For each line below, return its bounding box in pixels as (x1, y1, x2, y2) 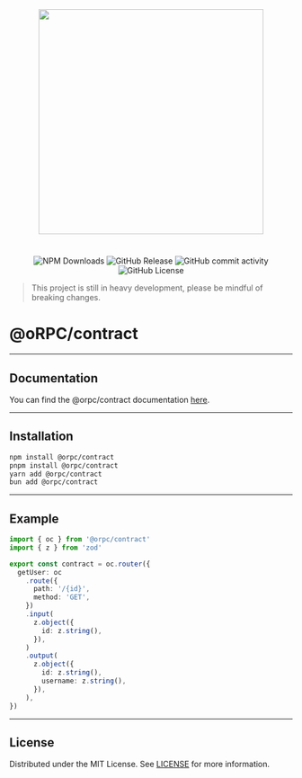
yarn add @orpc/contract (9, 469, 102, 478)
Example (9, 511, 59, 526)
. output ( (25, 651, 58, 660)
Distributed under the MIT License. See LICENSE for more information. (9, 759, 271, 770)
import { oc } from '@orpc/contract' (9, 535, 151, 544)
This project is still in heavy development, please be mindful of (31, 282, 263, 293)
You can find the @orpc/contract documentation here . (9, 394, 210, 405)
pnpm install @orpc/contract (9, 461, 119, 470)
